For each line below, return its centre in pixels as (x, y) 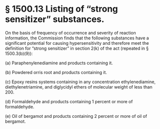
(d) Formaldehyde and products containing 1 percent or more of (69, 101)
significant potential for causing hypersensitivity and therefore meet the (77, 43)
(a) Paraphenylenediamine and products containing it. (59, 63)
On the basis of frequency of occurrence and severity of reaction (70, 33)
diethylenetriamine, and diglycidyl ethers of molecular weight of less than (79, 87)
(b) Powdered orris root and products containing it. (56, 72)
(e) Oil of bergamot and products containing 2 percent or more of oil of (76, 116)
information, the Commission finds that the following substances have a (77, 38)
